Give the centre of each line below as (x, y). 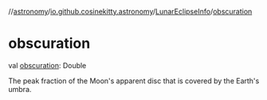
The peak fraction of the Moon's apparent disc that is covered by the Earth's (134, 81)
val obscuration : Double (47, 65)
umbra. (20, 89)
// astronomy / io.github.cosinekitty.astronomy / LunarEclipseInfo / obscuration (130, 12)
